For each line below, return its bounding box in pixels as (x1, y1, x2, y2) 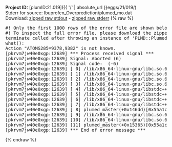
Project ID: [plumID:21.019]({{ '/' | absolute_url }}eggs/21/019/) (5, 5, 137, 10)
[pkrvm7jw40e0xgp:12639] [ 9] (5, 112, 81, 117)
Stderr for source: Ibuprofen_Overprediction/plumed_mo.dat (5, 10, 132, 16)
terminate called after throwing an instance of (5, 35, 130, 41)
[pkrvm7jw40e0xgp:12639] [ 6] (5, 96, 81, 102)
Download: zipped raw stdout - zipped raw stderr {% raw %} (5, 15, 134, 21)
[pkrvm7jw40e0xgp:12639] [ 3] (5, 81, 81, 87)
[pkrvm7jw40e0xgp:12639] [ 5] (5, 91, 81, 97)
